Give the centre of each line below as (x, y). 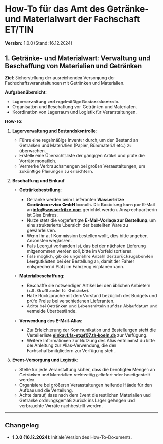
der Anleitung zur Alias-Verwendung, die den (72, 345)
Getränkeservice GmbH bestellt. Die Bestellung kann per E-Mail (91, 205)
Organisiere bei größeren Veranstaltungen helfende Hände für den (86, 385)
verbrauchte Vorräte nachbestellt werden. (61, 405)
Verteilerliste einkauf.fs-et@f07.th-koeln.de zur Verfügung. (87, 335)
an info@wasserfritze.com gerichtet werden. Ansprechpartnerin (92, 209)
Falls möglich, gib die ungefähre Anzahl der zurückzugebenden (90, 256)
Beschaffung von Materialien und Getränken (73, 66)
